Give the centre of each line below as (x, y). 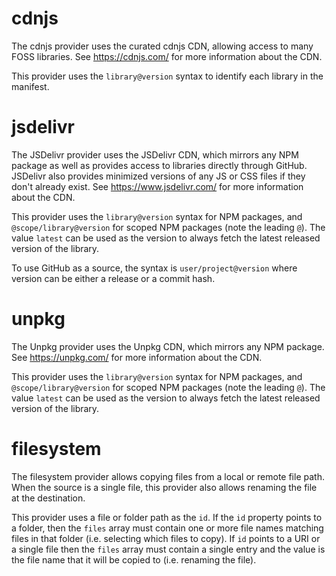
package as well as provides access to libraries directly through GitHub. (159, 165)
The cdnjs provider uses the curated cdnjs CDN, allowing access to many (162, 46)
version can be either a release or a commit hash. (113, 278)
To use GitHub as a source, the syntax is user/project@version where (154, 268)
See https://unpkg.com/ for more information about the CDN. (137, 357)
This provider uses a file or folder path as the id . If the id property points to (167, 517)
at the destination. (48, 498)
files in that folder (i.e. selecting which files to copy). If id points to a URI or (166, 538)
